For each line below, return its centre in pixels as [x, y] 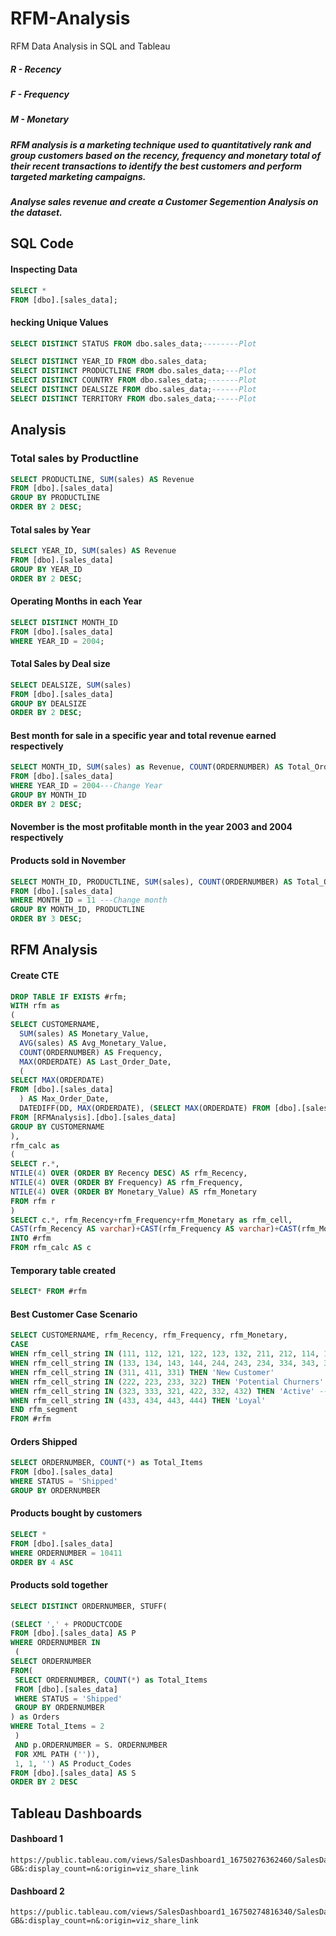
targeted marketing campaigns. [78, 176]
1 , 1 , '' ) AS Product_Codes [73, 1763]
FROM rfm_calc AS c [51, 1248]
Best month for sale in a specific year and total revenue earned [143, 735]
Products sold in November [68, 861]
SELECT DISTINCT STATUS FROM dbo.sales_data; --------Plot [133, 343]
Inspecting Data [44, 269]
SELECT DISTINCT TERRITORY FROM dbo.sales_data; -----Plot [133, 398]
